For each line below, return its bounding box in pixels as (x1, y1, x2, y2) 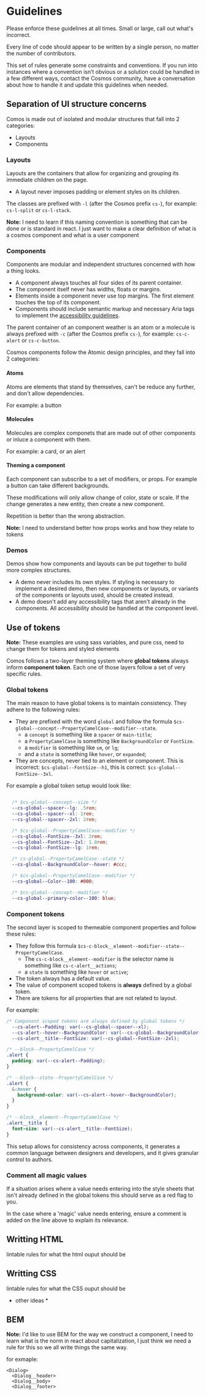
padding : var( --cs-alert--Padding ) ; (12, 1058, 105, 1064)
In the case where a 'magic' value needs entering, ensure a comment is (6, 1210, 187, 1217)
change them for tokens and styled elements (6, 645, 120, 653)
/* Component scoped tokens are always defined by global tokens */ (6, 1018, 185, 1024)
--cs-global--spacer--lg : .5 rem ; (12, 805, 97, 811)
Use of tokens (6, 622, 61, 633)
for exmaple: (6, 1355, 39, 1363)
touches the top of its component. (15, 299, 101, 306)
